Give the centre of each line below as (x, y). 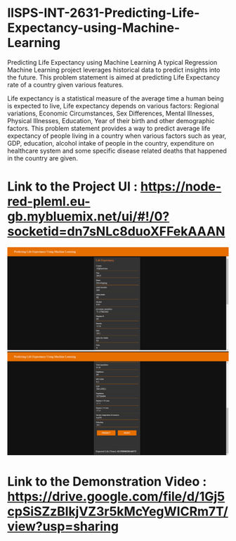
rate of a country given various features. (66, 84)
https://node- (181, 187)
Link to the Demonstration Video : (107, 482)
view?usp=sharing (63, 526)
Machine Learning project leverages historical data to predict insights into (114, 70)
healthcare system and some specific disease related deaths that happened (117, 151)
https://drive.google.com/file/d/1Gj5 (116, 496)
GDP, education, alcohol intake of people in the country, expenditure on (111, 143)
